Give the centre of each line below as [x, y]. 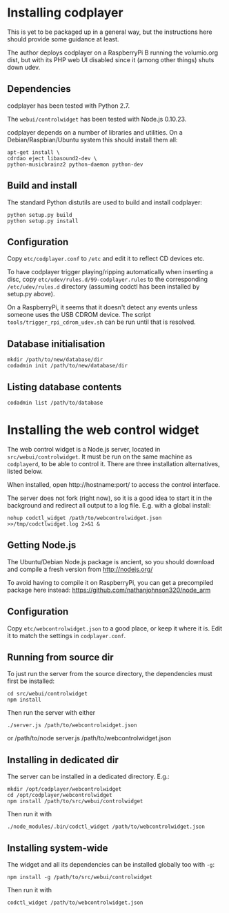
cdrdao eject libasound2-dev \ [52, 158]
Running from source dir [60, 657]
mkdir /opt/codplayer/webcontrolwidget [64, 789]
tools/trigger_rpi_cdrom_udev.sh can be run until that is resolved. [102, 322]
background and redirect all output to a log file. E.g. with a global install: [109, 505]
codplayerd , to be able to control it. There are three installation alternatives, [114, 463]
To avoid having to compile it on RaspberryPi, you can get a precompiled [110, 582]
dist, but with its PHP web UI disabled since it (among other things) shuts [111, 59]
